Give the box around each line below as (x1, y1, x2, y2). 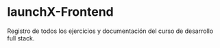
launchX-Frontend (7, 4, 114, 20)
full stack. (7, 34, 35, 42)
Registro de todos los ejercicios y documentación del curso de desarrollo (7, 27, 214, 35)
